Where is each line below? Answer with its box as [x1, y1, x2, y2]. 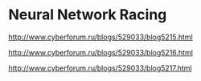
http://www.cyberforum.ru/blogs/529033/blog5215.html [8, 32, 193, 42]
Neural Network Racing [8, 6, 167, 24]
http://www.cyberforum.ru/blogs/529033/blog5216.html [8, 47, 193, 57]
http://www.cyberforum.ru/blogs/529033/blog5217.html [8, 63, 192, 73]
